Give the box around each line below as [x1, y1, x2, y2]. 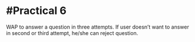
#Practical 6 [6, 4, 67, 17]
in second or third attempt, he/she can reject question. [6, 29, 138, 36]
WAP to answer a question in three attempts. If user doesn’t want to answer [6, 23, 190, 30]
